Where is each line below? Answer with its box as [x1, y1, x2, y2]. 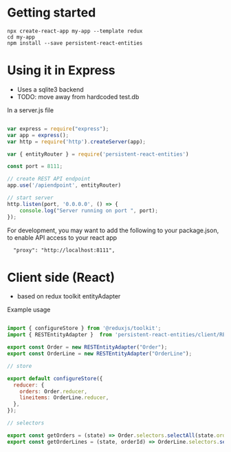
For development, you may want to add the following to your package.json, [7, 226, 219, 234]
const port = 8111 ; [7, 163, 63, 170]
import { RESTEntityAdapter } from [7, 331, 112, 338]
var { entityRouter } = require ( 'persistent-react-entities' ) [7, 150, 189, 158]
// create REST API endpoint [7, 176, 91, 183]
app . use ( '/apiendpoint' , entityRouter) [7, 182, 122, 189]
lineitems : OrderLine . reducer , [19, 394, 109, 401]
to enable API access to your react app [7, 233, 118, 242]
